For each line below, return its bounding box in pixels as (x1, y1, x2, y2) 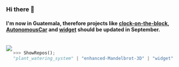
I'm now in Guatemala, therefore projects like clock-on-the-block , (6, 20, 170, 27)
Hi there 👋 (6, 5, 35, 13)
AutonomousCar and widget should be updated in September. (6, 26, 160, 33)
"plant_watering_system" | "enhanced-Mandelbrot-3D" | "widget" (13, 55, 174, 61)
